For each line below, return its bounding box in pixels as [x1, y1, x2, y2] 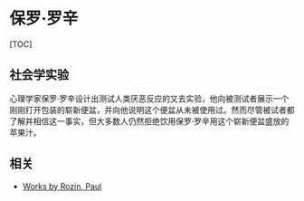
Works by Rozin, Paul [22, 180, 102, 191]
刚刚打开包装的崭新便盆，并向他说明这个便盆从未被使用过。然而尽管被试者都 [9, 104, 295, 115]
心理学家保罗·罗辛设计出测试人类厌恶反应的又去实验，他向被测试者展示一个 [9, 92, 290, 104]
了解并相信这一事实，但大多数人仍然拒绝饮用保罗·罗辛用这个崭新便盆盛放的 [9, 115, 290, 127]
